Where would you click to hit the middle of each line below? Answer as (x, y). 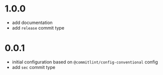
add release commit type (38, 27)
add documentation (32, 22)
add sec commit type (34, 67)
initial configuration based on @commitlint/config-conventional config (85, 62)
